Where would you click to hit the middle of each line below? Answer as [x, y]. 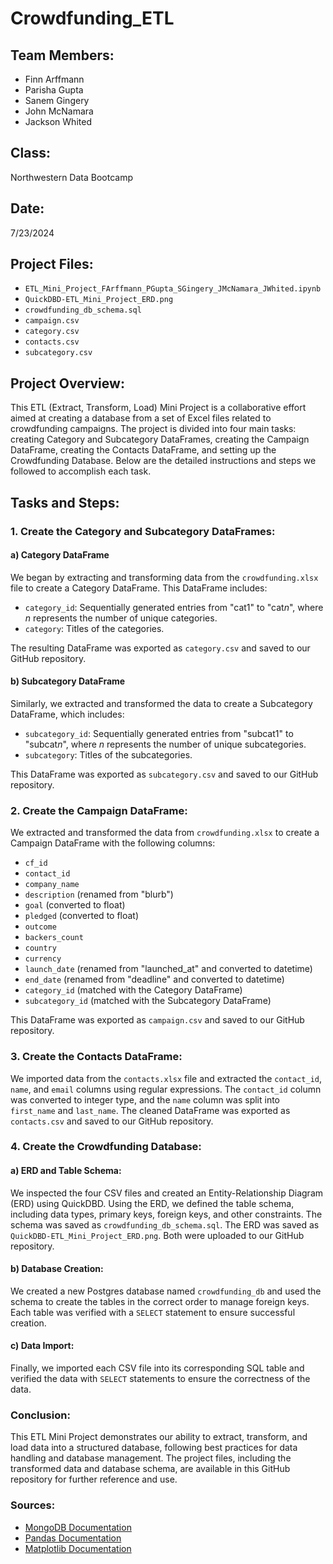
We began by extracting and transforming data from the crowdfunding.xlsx [164, 577]
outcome [40, 927]
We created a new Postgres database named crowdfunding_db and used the [166, 1291]
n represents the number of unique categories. [121, 618]
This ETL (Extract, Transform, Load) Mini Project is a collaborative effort [158, 408]
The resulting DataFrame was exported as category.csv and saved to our [160, 648]
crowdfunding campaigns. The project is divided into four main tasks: [153, 429]
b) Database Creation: [57, 1269]
